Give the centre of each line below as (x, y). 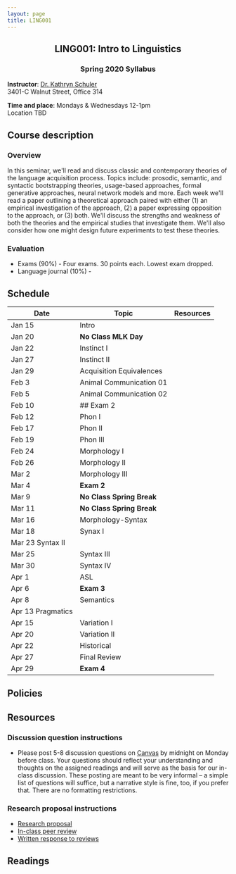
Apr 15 (22, 623)
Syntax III (95, 554)
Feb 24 (22, 451)
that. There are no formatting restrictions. (77, 790)
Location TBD (27, 113)
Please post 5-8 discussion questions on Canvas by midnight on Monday (123, 753)
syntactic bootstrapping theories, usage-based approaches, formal (104, 185)
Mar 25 (23, 554)
